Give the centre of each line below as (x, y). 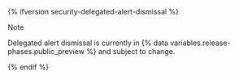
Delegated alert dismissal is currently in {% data (88, 43)
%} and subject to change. (130, 51)
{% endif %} (28, 67)
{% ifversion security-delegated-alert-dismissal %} (93, 12)
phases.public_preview (46, 51)
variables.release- (200, 43)
